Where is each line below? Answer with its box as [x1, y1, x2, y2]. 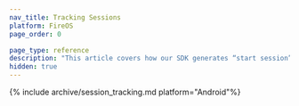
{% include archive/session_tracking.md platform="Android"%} [9, 86, 242, 97]
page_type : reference [9, 45, 90, 54]
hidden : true [9, 62, 58, 71]
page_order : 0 [9, 29, 62, 38]
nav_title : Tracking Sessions [9, 12, 122, 22]
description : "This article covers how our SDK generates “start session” [9, 54, 293, 63]
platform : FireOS [9, 21, 74, 30]
